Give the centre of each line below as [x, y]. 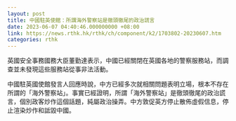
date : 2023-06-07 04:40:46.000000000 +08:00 [73, 27]
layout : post [26, 14]
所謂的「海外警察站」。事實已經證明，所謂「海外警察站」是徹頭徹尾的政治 [113, 93]
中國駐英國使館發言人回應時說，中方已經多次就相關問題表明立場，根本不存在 [118, 84]
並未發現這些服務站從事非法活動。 [63, 69]
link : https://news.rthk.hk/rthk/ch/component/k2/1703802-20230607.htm [114, 33]
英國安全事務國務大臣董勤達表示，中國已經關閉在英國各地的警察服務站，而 [115, 61]
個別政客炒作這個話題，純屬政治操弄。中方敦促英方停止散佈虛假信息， [121, 101]
